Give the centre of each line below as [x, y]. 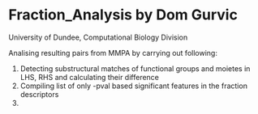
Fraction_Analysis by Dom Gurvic [123, 15]
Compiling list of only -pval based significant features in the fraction [133, 86]
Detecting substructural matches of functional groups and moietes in [135, 68]
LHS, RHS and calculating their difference [90, 77]
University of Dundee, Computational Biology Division [98, 37]
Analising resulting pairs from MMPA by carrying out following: [113, 53]
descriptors [39, 94]
